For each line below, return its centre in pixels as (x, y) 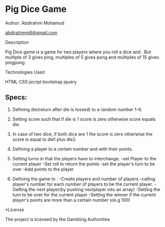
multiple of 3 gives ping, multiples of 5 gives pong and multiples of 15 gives (82, 57)
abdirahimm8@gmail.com (32, 32)
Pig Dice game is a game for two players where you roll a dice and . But (78, 52)
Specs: (16, 97)
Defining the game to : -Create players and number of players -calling (84, 179)
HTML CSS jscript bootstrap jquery (41, 82)
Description (17, 42)
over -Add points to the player (43, 169)
